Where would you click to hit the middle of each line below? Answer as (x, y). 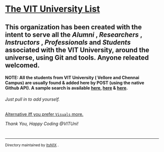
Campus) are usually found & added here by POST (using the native (75, 83)
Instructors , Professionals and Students (68, 42)
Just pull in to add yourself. (32, 99)
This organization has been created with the (73, 27)
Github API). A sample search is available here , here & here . (66, 88)
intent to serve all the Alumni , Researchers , (74, 34)
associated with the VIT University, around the (77, 50)
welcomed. (22, 65)
